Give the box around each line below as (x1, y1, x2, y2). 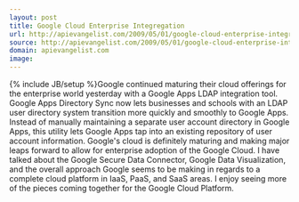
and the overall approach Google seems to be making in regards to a (9, 164, 261, 174)
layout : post (9, 12, 58, 22)
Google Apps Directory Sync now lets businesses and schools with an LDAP (9, 98, 288, 108)
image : (9, 54, 34, 63)
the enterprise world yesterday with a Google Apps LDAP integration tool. (9, 88, 279, 99)
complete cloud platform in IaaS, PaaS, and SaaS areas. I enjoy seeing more (9, 174, 287, 183)
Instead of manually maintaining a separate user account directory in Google (9, 117, 290, 127)
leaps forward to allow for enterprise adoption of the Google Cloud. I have (9, 145, 280, 156)
